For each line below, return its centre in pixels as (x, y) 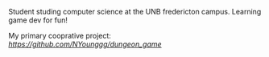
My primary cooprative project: (60, 36)
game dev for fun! (38, 20)
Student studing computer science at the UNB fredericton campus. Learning (135, 12)
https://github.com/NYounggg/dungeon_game (85, 44)
